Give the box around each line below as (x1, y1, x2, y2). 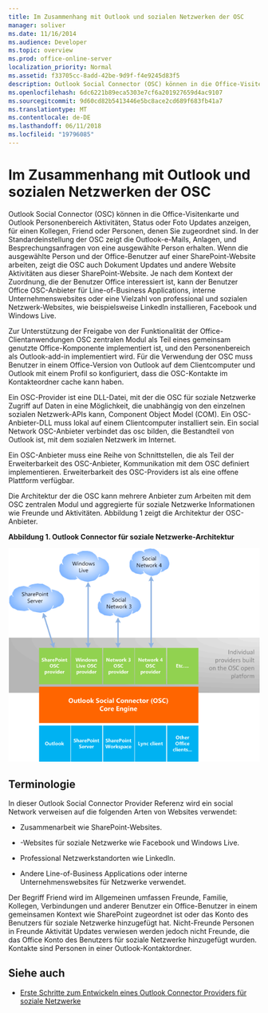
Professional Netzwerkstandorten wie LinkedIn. (19, 853, 175, 862)
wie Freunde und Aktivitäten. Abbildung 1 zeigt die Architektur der (8, 508, 225, 517)
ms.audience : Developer (8, 38, 88, 46)
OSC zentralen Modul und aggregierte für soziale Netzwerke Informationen (8, 499, 255, 509)
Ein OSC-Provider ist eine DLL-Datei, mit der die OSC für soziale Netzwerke (8, 392, 257, 402)
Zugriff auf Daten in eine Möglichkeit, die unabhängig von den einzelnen (8, 401, 246, 410)
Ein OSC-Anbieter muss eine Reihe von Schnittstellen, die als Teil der (8, 450, 235, 460)
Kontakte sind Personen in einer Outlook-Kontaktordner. (8, 943, 192, 952)
